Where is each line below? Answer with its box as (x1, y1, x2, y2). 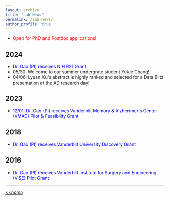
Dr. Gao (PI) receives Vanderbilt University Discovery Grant (12, 141, 136, 147)
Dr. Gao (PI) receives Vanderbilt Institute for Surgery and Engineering (12, 169, 157, 175)
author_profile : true (5, 21, 51, 27)
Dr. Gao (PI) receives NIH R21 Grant (12, 64, 87, 70)
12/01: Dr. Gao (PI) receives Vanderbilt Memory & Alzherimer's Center (12, 107, 158, 114)
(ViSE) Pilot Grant (12, 175, 49, 181)
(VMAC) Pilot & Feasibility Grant (12, 113, 79, 119)
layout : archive (5, 7, 39, 13)
